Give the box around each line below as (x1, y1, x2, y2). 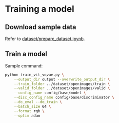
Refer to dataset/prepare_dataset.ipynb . (5, 36, 85, 41)
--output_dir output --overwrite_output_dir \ (14, 77, 110, 82)
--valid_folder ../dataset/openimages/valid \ (14, 86, 110, 91)
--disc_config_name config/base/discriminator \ (14, 95, 115, 100)
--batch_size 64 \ (14, 104, 51, 109)
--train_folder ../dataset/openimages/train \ (14, 82, 110, 86)
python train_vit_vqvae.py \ (5, 72, 64, 77)
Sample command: (5, 62, 43, 69)
